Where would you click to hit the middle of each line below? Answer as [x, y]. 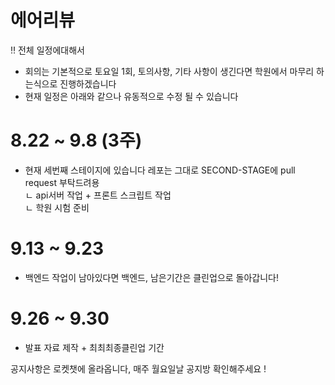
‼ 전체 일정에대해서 [47, 50]
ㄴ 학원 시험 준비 [57, 207]
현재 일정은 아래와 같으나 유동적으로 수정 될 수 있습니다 [131, 96]
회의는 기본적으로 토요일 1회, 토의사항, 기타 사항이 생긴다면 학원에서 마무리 [169, 71]
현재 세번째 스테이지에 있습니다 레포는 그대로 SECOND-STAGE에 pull [160, 170]
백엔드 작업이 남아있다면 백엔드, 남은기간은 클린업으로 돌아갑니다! [151, 277]
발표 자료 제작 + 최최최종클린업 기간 [94, 347]
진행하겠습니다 [88, 83]
